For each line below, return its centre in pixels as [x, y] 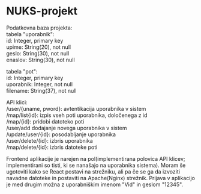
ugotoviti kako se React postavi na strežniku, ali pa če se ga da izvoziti [93, 171]
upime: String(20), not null [38, 47]
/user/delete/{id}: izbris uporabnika [49, 140]
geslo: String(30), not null [38, 53]
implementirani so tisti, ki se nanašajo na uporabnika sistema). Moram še [96, 165]
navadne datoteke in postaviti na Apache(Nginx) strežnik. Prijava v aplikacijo [100, 178]
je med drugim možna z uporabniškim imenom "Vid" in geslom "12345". [95, 184]
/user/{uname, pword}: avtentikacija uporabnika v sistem [76, 108]
